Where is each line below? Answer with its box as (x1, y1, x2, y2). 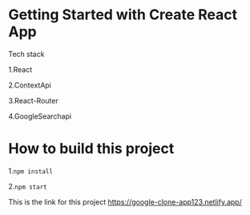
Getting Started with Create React (8, 6, 238, 24)
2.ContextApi (8, 80, 52, 90)
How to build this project (8, 140, 175, 158)
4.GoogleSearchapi (8, 111, 72, 121)
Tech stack (8, 49, 45, 59)
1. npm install (8, 166, 54, 176)
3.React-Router (8, 95, 58, 105)
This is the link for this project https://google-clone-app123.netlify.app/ (8, 197, 242, 206)
